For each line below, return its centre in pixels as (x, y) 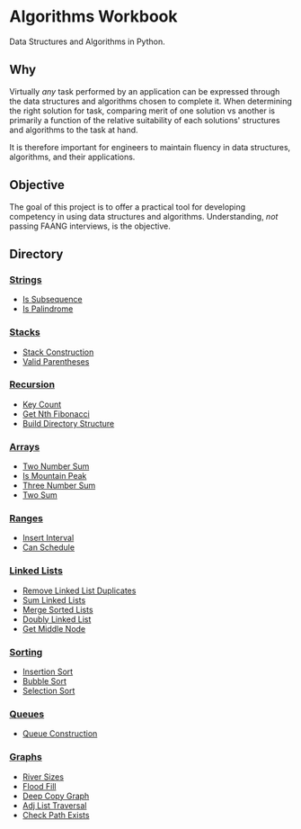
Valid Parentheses (56, 361)
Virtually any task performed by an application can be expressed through (145, 91)
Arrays (25, 446)
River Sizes (43, 777)
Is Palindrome (48, 309)
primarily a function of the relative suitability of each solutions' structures (145, 120)
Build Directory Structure (68, 423)
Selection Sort (49, 691)
